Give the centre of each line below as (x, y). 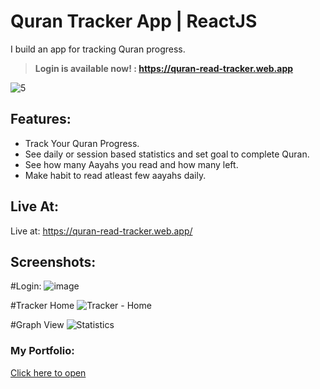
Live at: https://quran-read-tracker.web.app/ (101, 231)
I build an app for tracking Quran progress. (98, 49)
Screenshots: (53, 261)
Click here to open (48, 372)
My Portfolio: (42, 351)
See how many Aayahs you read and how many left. (131, 164)
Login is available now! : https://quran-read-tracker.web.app (164, 68)
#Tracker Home (42, 306)
